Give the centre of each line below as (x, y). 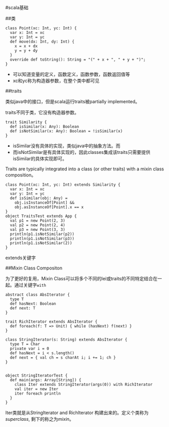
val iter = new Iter (36, 389)
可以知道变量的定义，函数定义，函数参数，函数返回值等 (71, 74)
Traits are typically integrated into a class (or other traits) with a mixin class (85, 169)
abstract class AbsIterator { (38, 295)
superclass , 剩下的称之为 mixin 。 (40, 419)
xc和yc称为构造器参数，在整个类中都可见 (56, 81)
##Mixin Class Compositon (34, 268)
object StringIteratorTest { (36, 376)
